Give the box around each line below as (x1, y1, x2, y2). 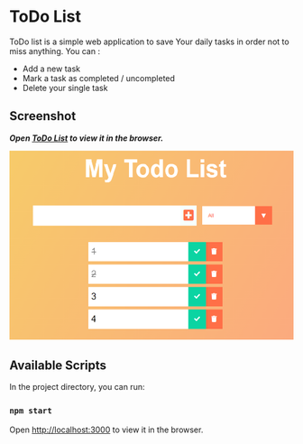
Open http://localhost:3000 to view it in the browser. (9, 424, 204, 435)
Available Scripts (9, 357, 106, 373)
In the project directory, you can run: (9, 382, 145, 392)
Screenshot (9, 108, 77, 124)
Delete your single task (22, 82, 108, 93)
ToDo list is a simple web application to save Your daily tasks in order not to (9, 36, 290, 47)
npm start (9, 405, 52, 416)
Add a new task (22, 63, 81, 74)
